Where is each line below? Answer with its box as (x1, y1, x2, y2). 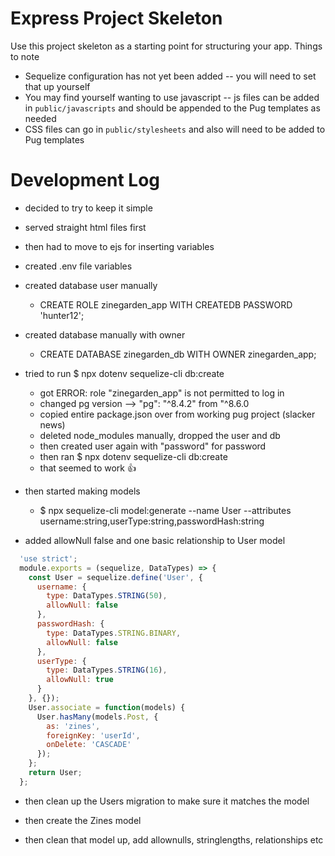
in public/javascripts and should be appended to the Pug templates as (24, 102, 321, 114)
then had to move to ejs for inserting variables (24, 240, 215, 252)
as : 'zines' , (46, 721, 101, 731)
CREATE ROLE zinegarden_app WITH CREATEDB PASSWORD (39, 298, 293, 311)
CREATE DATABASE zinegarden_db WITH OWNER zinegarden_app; (39, 348, 317, 360)
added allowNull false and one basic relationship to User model (24, 534, 286, 546)
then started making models (24, 485, 141, 497)
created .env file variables (24, 260, 133, 272)
